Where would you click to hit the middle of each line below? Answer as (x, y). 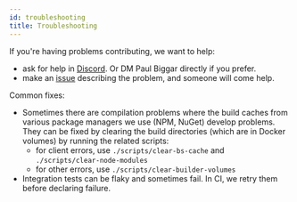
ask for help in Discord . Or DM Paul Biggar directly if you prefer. (139, 69)
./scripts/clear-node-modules (92, 160)
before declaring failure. (66, 188)
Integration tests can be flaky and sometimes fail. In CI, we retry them (150, 178)
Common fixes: (37, 95)
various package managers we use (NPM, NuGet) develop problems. (148, 122)
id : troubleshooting (48, 17)
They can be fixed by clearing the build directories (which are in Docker (154, 131)
